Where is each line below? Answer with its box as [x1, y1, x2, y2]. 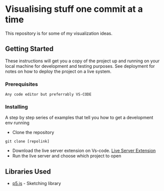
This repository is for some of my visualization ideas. [5, 30, 113, 36]
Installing [5, 103, 28, 110]
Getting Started [5, 45, 54, 53]
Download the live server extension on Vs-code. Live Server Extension [12, 147, 156, 154]
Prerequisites [5, 81, 38, 88]
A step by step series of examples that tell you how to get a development [5, 115, 154, 121]
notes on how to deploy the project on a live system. [5, 68, 112, 74]
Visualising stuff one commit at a [5, 3, 143, 15]
